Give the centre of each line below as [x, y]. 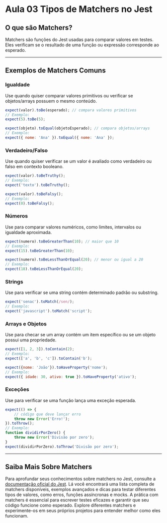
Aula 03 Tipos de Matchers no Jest [79, 9]
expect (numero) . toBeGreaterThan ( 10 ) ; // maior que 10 [62, 241]
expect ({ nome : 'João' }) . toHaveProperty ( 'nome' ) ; [56, 367]
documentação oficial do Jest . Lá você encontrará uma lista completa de [80, 484]
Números [17, 216]
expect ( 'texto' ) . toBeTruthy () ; [38, 185]
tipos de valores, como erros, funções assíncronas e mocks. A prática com [82, 495]
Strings [14, 281]
